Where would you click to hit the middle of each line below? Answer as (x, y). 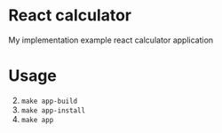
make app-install (53, 110)
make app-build (49, 101)
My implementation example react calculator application (111, 40)
